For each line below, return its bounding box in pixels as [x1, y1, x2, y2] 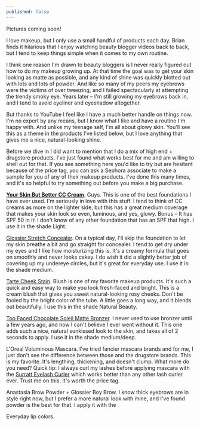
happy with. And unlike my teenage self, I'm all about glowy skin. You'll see [6, 123, 190, 130]
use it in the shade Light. [6, 222, 67, 230]
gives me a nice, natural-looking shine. [6, 136, 101, 143]
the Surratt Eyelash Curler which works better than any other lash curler [6, 370, 183, 378]
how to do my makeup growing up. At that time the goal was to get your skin [6, 67, 194, 75]
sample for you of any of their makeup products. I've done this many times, [6, 173, 191, 180]
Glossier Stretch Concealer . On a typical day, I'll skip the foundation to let [6, 234, 186, 241]
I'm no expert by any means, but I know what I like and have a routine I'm [6, 117, 186, 124]
